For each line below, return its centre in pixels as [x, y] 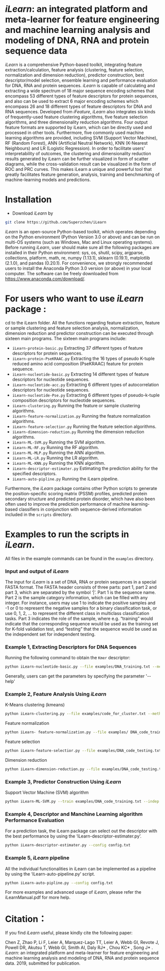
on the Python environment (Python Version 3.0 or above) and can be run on [82, 237]
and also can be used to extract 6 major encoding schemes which [72, 101]
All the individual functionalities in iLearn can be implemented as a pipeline [81, 869]
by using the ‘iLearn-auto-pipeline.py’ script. [50, 874]
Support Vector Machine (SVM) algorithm [47, 793]
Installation [28, 200]
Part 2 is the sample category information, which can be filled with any [77, 597]
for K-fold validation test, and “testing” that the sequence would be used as [81, 629]
